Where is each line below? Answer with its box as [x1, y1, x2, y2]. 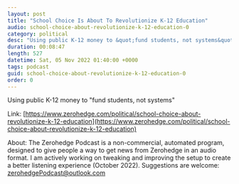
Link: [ [7, 109, 26, 118]
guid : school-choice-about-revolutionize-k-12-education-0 [7, 70, 186, 77]
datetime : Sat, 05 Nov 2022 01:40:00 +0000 [7, 57, 139, 64]
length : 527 [7, 50, 43, 58]
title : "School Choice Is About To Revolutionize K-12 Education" [7, 17, 208, 24]
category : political [7, 30, 69, 38]
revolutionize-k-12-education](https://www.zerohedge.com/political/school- [7, 117, 230, 126]
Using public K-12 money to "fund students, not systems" [7, 96, 176, 104]
